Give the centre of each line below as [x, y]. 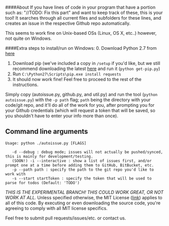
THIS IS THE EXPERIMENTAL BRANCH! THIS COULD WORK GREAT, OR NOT [84, 192]
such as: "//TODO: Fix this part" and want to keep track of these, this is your [84, 13]
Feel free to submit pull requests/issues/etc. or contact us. [66, 218]
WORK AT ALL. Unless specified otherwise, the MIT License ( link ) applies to [84, 197]
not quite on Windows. [28, 38]
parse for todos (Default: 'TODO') [43, 183]
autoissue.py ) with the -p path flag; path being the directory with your [78, 100]
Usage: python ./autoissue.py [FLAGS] [46, 143]
